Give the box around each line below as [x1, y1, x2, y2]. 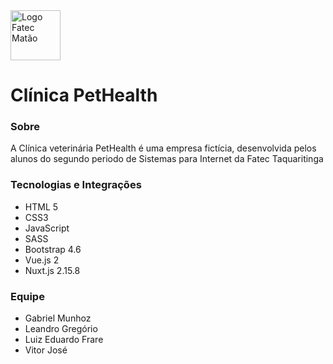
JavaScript [24, 222, 70, 234]
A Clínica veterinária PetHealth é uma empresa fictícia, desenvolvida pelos [10, 142, 317, 154]
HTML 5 [24, 200, 59, 213]
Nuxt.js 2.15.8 [24, 264, 81, 276]
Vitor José [24, 344, 68, 356]
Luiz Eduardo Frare [24, 334, 104, 346]
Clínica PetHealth [10, 84, 158, 107]
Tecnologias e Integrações [10, 178, 142, 192]
